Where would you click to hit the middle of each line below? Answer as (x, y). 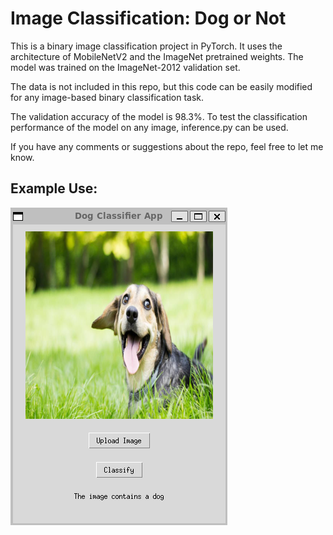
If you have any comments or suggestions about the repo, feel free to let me (167, 146)
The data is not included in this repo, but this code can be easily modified (161, 86)
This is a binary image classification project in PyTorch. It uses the (146, 46)
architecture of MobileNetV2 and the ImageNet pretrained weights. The (157, 56)
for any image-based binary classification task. (107, 97)
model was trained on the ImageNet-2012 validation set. (125, 67)
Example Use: (54, 188)
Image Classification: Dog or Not (148, 18)
